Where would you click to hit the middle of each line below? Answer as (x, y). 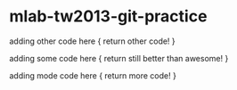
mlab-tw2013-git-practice (108, 16)
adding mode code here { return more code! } (93, 75)
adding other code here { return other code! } (92, 41)
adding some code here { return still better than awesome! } (119, 58)
